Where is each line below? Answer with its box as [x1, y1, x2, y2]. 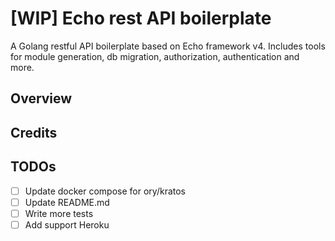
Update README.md [24, 196, 110, 208]
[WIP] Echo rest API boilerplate [10, 7, 272, 30]
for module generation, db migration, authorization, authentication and [10, 50, 300, 62]
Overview [10, 90, 73, 107]
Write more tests [24, 207, 94, 219]
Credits [10, 124, 58, 141]
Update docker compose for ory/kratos [24, 185, 186, 197]
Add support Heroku [24, 218, 110, 231]
